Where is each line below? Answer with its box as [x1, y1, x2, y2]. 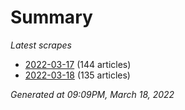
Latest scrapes [10, 39, 72, 51]
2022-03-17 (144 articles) [24, 58, 132, 70]
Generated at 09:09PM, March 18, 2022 [10, 88, 175, 100]
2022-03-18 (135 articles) [24, 69, 131, 81]
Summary [10, 6, 93, 29]
